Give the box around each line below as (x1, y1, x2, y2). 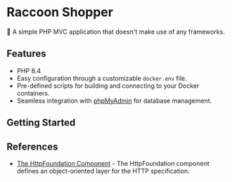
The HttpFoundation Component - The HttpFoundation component (16, 159, 210, 167)
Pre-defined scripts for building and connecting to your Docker (16, 82, 200, 90)
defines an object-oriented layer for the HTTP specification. (16, 167, 191, 175)
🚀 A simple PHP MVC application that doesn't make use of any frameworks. (6, 27, 226, 36)
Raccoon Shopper (6, 4, 114, 20)
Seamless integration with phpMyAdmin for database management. (16, 96, 212, 105)
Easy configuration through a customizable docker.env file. (16, 74, 187, 82)
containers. (16, 89, 50, 97)
